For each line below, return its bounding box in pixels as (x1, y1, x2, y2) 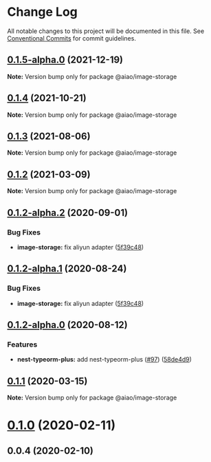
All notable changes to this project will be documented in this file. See (7, 27, 205, 35)
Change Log (7, 4, 78, 20)
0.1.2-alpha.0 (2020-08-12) (7, 319, 129, 331)
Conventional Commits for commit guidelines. (7, 34, 136, 42)
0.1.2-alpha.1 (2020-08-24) (7, 263, 127, 275)
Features (7, 340, 38, 349)
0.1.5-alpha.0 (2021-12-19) (7, 54, 124, 66)
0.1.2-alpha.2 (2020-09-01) (7, 207, 129, 219)
